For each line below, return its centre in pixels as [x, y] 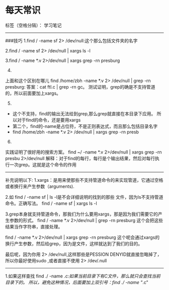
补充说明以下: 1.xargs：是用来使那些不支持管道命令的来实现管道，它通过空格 [84, 180]
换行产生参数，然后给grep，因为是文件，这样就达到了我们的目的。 [74, 243]
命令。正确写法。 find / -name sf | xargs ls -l [51, 203]
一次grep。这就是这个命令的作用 [43, 165]
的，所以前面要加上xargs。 [33, 93]
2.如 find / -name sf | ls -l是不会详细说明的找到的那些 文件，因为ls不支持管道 [84, 197]
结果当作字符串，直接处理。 [34, 227]
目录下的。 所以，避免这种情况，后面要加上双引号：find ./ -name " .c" [77, 282]
